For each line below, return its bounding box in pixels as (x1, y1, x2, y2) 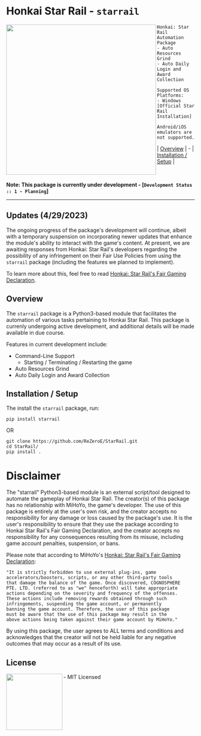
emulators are (157, 129, 193, 135)
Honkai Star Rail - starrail (6, 4, 139, 18)
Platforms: (157, 92, 184, 99)
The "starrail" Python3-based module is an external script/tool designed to (6, 488, 190, 496)
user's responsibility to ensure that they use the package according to (6, 521, 179, 528)
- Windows (157, 97, 181, 103)
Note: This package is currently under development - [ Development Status (6, 181, 193, 188)
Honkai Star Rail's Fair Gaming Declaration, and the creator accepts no (6, 527, 181, 534)
